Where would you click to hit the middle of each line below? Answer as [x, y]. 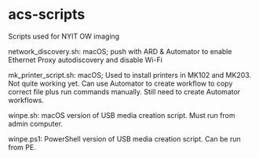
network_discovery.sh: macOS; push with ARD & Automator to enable [120, 51]
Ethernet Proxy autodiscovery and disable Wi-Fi [86, 60]
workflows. [26, 100]
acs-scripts [47, 15]
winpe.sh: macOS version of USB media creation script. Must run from [122, 115]
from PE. [22, 147]
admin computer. [35, 123]
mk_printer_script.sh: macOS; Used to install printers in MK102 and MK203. [130, 75]
